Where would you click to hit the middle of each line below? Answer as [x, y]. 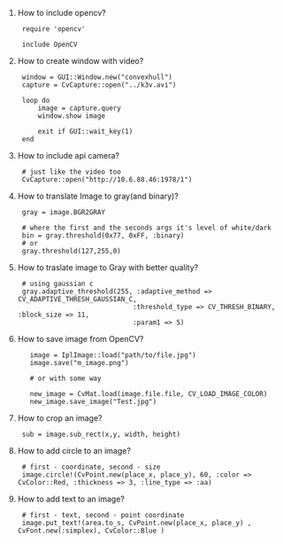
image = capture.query [79, 108]
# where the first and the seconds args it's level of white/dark [146, 228]
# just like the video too [71, 172]
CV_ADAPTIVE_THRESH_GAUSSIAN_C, [77, 299]
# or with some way [65, 378]
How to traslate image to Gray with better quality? [108, 268]
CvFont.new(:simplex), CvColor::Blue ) [91, 531]
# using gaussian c [57, 284]
